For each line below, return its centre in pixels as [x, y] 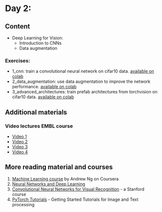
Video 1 [19, 136]
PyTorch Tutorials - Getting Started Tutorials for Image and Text [75, 199]
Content [18, 26]
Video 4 [20, 152]
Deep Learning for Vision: [37, 38]
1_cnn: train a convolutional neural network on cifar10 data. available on [83, 71]
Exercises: [18, 61]
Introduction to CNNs [40, 43]
